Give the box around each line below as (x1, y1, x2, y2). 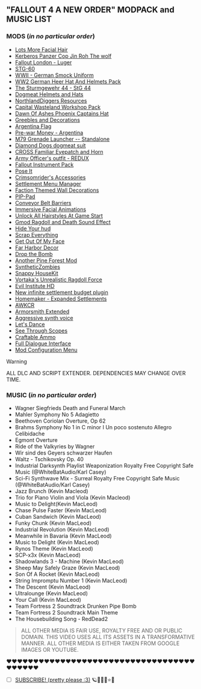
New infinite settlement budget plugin (14, 289, 108, 296)
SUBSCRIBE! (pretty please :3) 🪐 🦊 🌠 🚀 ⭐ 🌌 (14, 676, 115, 683)
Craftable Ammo (14, 333, 56, 340)
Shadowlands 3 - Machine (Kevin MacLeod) (14, 557, 124, 565)
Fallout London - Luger (14, 58, 72, 66)
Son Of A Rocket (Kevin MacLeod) (14, 571, 100, 578)
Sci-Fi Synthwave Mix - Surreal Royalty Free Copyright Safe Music (14, 474, 180, 482)
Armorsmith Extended (14, 308, 70, 315)
